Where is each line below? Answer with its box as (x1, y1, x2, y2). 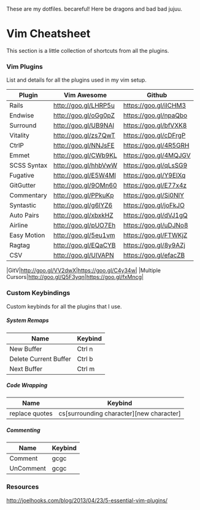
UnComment (9, 464, 46, 473)
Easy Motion (9, 231, 45, 240)
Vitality (9, 131, 29, 140)
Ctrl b (77, 355, 93, 363)
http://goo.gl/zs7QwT (53, 131, 115, 140)
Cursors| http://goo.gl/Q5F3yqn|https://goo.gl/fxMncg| (6, 273, 144, 281)
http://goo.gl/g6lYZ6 (53, 201, 113, 210)
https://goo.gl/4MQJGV (123, 151, 191, 160)
